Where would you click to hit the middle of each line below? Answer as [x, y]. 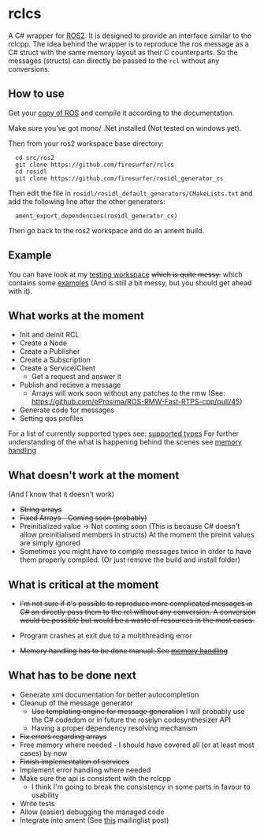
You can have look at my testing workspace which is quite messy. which [125, 274]
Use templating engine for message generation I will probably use [138, 711]
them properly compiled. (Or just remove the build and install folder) [130, 560]
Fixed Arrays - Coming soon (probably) [83, 518]
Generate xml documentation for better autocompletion [109, 694]
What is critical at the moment [84, 584]
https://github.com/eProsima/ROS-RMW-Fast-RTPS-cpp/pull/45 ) [137, 402]
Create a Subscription [55, 360]
